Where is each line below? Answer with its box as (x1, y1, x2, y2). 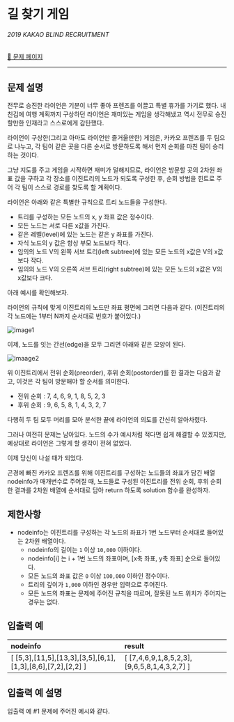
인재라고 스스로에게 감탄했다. (25, 119, 104, 127)
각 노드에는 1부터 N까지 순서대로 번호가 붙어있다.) (7, 312, 141, 320)
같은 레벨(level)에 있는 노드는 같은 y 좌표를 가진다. (17, 230, 154, 239)
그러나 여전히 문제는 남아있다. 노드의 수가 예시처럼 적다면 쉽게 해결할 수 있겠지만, (7, 430, 226, 439)
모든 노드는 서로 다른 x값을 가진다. (17, 221, 110, 230)
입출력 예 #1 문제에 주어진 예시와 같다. (7, 707, 110, 715)
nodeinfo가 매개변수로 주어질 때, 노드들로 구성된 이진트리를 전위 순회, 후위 (7, 478, 209, 486)
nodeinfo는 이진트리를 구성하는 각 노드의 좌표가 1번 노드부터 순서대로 (17, 528, 205, 537)
